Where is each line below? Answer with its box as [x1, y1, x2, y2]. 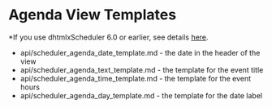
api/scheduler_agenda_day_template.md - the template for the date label [19, 90, 262, 100]
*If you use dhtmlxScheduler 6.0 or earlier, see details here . [8, 32, 209, 42]
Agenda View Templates [8, 6, 177, 24]
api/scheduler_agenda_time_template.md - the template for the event [19, 73, 252, 83]
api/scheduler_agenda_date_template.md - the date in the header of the [19, 48, 261, 57]
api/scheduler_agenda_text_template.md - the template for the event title [19, 64, 264, 74]
